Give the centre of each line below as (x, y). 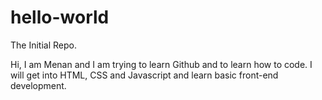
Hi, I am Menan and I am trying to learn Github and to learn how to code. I (161, 64)
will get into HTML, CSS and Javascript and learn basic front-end (144, 75)
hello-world (60, 17)
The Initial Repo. (43, 45)
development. (38, 85)
